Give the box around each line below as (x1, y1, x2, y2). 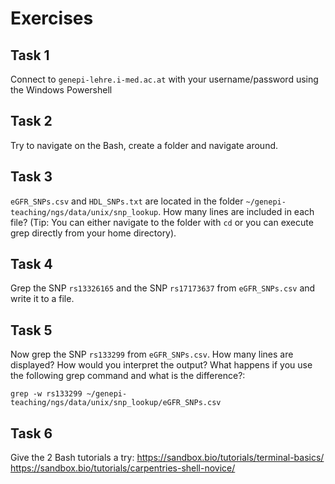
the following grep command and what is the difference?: (10, 370, 246, 382)
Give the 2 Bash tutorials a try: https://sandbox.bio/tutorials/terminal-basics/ (10, 452, 325, 464)
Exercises (10, 7, 94, 30)
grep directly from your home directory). (10, 227, 177, 239)
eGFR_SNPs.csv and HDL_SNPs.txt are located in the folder (10, 195, 244, 207)
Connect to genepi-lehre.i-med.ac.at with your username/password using (10, 73, 319, 85)
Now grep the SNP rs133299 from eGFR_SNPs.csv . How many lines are (10, 348, 294, 361)
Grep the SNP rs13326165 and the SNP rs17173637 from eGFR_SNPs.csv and (10, 282, 316, 294)
